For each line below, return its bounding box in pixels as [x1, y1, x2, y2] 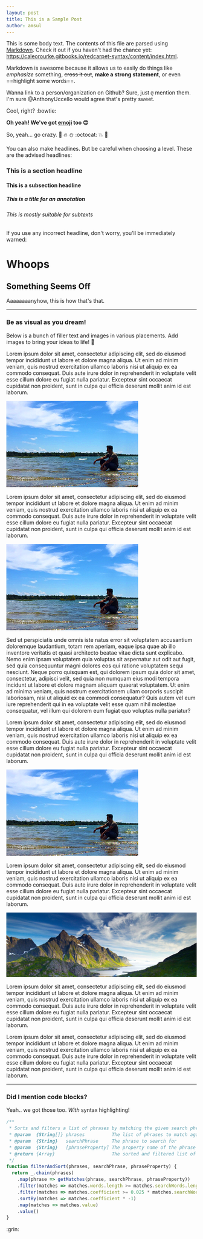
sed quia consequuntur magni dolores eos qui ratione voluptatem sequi [6, 662, 184, 669]
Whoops [6, 257, 50, 271]
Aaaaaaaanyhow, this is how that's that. [6, 297, 105, 305]
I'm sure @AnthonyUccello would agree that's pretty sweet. [6, 96, 155, 103]
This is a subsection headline [6, 182, 82, 189]
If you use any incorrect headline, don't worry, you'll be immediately [6, 230, 176, 237]
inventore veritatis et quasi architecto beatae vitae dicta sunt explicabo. [6, 649, 184, 656]
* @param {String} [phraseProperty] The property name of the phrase [8, 1145, 196, 1151]
